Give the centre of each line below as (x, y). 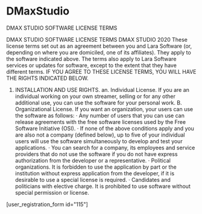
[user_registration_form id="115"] (47, 204)
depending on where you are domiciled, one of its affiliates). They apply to (99, 52)
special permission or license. (52, 192)
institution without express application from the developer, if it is (95, 173)
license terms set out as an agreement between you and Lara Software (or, (99, 46)
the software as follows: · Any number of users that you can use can (100, 115)
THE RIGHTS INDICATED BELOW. (47, 78)
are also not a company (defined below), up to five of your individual (100, 135)
